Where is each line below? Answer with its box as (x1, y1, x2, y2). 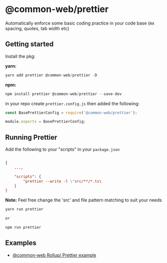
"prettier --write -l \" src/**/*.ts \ (23, 179, 101, 184)
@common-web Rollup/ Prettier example (12, 252, 96, 258)
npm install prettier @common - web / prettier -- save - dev (5, 91, 122, 96)
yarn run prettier (5, 207, 43, 212)
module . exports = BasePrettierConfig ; (5, 119, 86, 124)
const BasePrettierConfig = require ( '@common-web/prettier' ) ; (5, 110, 137, 115)
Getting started (5, 40, 54, 49)
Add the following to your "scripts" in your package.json (5, 146, 120, 152)
